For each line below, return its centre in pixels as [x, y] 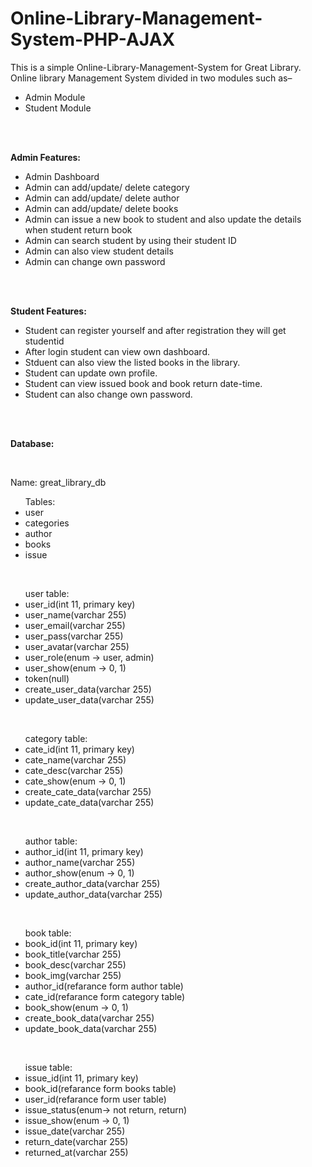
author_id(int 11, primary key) [84, 851]
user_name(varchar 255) [75, 614]
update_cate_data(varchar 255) [89, 802]
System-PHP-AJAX [93, 39]
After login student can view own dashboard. [117, 351]
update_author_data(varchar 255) [93, 894]
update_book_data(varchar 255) [91, 1028]
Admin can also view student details [99, 251]
